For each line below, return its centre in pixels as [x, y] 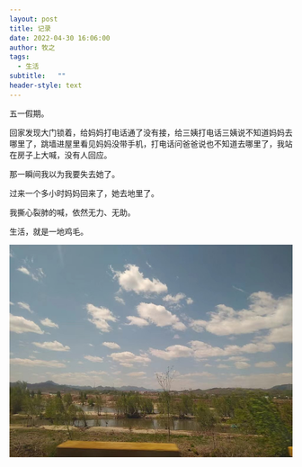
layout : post [34, 19]
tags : [19, 57]
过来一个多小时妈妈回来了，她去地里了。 [84, 193]
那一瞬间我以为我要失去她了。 [64, 174]
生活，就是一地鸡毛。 [49, 231]
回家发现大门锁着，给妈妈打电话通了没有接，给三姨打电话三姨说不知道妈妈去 [151, 132]
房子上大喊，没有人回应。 [64, 155]
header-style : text [46, 85]
